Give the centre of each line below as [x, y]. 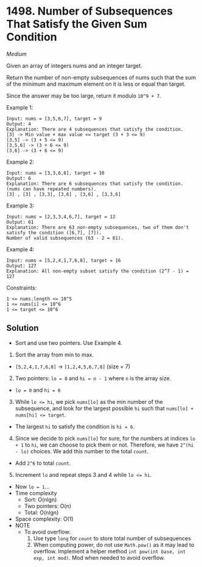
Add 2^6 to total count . [43, 463]
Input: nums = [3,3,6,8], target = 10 [55, 173]
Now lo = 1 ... [32, 486]
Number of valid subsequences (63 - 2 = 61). [65, 238]
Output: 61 [20, 222]
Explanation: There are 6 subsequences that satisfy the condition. [95, 184]
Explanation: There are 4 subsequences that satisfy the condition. [95, 129]
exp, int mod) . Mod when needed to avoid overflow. [99, 557]
